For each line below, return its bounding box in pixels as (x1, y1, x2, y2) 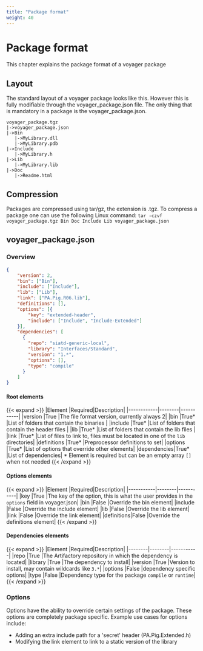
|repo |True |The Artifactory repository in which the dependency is (12, 552, 178, 559)
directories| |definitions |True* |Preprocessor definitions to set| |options (6, 439, 185, 446)
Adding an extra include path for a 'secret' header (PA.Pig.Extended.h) (15, 632, 191, 639)
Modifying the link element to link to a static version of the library (15, 638, 178, 646)
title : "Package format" (6, 9, 69, 15)
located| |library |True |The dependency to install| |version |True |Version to (6, 558, 195, 566)
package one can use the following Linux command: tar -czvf (6, 212, 162, 219)
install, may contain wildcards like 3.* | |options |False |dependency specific (6, 565, 196, 572)
